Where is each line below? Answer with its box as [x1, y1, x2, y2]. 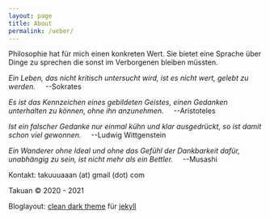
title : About [8, 19, 53, 27]
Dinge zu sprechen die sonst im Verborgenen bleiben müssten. [8, 57, 218, 67]
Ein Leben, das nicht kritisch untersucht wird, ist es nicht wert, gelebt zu [8, 74, 249, 83]
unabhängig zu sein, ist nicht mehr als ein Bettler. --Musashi [8, 154, 218, 164]
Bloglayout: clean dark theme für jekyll [8, 201, 137, 211]
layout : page [8, 11, 53, 20]
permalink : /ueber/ [8, 27, 74, 35]
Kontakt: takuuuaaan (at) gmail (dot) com [8, 171, 146, 180]
